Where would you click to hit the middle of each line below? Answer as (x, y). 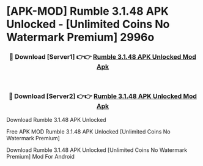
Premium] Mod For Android (41, 156)
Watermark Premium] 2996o (80, 37)
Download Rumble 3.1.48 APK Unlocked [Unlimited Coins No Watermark (97, 150)
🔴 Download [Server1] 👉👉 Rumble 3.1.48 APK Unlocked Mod (103, 57)
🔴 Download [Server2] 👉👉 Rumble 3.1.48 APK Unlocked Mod (103, 96)
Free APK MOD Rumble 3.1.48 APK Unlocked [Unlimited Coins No (88, 131)
